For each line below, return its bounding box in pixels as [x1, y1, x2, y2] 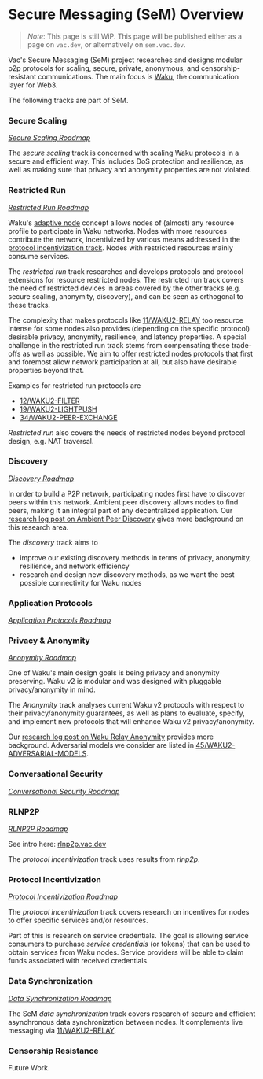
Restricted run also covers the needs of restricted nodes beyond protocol [8, 427, 246, 438]
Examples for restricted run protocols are [8, 380, 141, 390]
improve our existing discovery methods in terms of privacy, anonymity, [19, 552, 251, 562]
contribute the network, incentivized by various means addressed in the [8, 235, 241, 244]
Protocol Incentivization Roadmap [8, 892, 119, 902]
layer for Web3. [8, 80, 58, 90]
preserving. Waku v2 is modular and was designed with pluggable [8, 677, 222, 686]
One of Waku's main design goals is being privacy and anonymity [8, 668, 220, 678]
